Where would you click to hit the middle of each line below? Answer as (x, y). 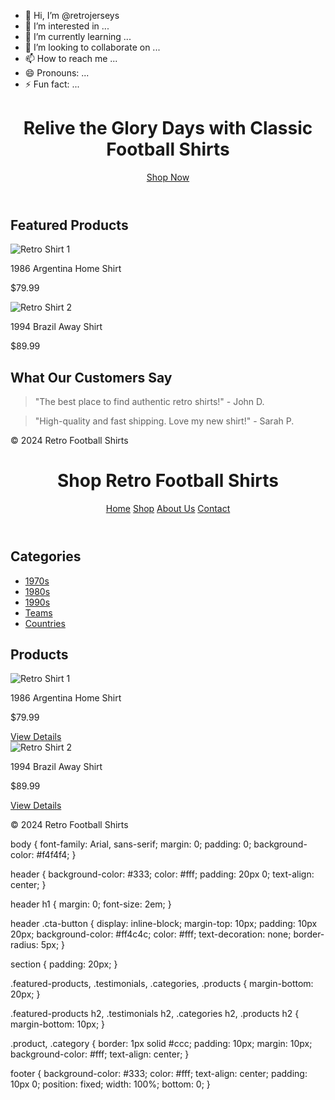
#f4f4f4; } (56, 855)
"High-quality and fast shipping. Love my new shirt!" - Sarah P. (164, 421)
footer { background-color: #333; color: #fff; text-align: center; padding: (159, 1074)
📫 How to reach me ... (71, 58)
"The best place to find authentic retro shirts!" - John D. (149, 402)
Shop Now (168, 177)
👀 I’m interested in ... (67, 26)
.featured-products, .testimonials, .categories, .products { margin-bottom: (162, 984)
